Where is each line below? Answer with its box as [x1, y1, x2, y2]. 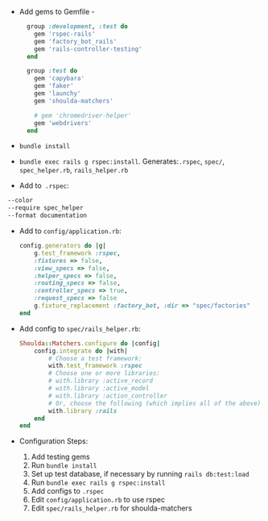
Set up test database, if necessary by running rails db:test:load [31, 469, 249, 479]
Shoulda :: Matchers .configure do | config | [19, 339, 161, 348]
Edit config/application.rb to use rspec [31, 495, 166, 505]
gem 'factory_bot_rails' [34, 37, 118, 45]
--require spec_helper [7, 204, 84, 212]
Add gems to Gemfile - [19, 7, 96, 16]
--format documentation [7, 211, 88, 220]
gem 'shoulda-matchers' [34, 97, 113, 105]
